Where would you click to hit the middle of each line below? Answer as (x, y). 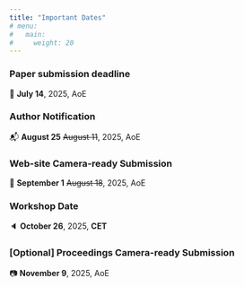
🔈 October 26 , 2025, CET (58, 226)
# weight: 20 (42, 43)
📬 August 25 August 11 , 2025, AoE (75, 136)
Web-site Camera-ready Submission (91, 163)
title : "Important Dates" (57, 17)
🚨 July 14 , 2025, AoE (48, 93)
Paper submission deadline (70, 74)
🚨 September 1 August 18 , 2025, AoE (78, 183)
